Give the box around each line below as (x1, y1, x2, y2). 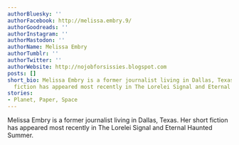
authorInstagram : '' (7, 30, 69, 38)
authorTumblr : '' (7, 50, 59, 58)
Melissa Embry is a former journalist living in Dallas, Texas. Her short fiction (7, 116, 229, 124)
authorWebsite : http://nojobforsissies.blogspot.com (7, 63, 167, 70)
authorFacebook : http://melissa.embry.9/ (7, 17, 132, 24)
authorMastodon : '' (7, 37, 65, 44)
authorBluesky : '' (7, 10, 62, 18)
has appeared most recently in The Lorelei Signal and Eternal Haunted (7, 124, 213, 131)
